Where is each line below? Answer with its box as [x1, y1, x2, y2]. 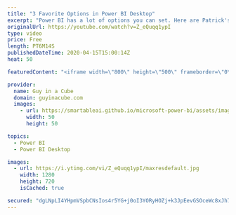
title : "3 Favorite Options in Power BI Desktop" [7, 10, 156, 18]
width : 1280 [20, 172, 55, 179]
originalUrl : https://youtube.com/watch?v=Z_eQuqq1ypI [7, 23, 171, 30]
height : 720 [20, 178, 55, 186]
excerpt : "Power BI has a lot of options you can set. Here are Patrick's [7, 17, 231, 24]
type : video [7, 29, 42, 37]
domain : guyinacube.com [13, 94, 83, 102]
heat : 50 [7, 56, 33, 63]
